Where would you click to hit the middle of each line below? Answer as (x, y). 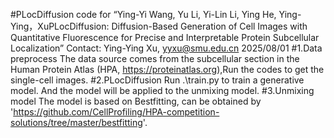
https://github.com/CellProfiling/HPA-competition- (116, 112)
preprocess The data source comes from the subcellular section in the (155, 58)
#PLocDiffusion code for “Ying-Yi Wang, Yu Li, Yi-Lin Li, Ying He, (143, 14)
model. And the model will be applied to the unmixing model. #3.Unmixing (162, 90)
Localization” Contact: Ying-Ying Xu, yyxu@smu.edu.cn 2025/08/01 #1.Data (166, 48)
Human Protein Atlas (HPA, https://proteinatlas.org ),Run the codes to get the (167, 69)
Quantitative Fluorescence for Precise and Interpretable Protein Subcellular (165, 37)
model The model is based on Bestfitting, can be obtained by (136, 101)
